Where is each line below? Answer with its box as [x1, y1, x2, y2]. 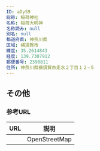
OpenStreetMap [26, 135, 72, 144]
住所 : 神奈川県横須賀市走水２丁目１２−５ [6, 64, 95, 71]
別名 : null [6, 31, 32, 37]
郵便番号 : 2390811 [6, 59, 49, 65]
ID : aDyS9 [6, 8, 31, 15]
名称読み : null [6, 25, 41, 32]
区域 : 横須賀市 [6, 43, 39, 49]
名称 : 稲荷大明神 [6, 20, 43, 26]
